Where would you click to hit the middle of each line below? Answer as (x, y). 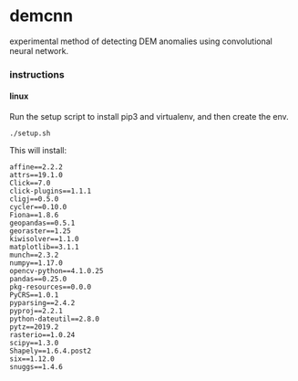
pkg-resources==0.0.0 (51, 287)
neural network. (39, 50)
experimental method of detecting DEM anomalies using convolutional (141, 41)
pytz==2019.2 (34, 327)
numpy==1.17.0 (36, 263)
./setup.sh (30, 133)
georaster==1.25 (40, 231)
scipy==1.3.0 (34, 344)
